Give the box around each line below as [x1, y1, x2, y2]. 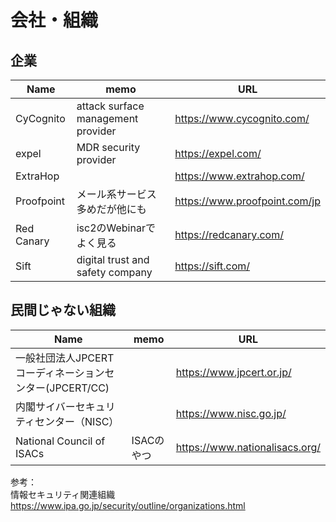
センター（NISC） [34, 414, 120, 428]
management [76, 112, 139, 125]
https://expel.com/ [174, 147, 262, 160]
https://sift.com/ [174, 259, 251, 273]
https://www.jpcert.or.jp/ [175, 365, 292, 379]
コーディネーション [15, 366, 105, 380]
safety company [76, 266, 153, 279]
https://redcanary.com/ [174, 228, 284, 241]
